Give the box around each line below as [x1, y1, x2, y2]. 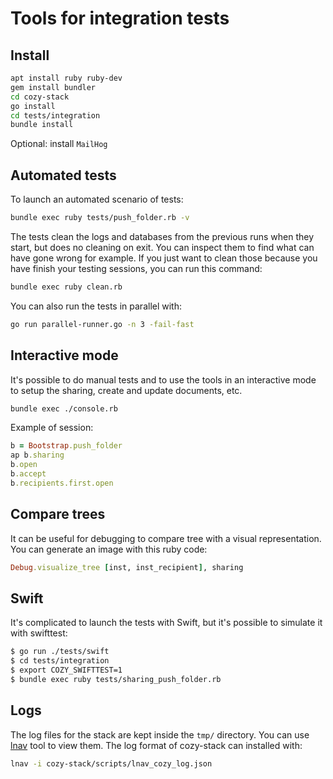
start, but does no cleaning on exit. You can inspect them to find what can [10, 241, 315, 253]
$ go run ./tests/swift [10, 647, 110, 657]
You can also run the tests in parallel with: [10, 300, 183, 312]
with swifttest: [10, 627, 68, 639]
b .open [10, 460, 38, 470]
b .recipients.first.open [10, 478, 114, 488]
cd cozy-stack [10, 92, 70, 102]
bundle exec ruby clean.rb [10, 282, 123, 292]
